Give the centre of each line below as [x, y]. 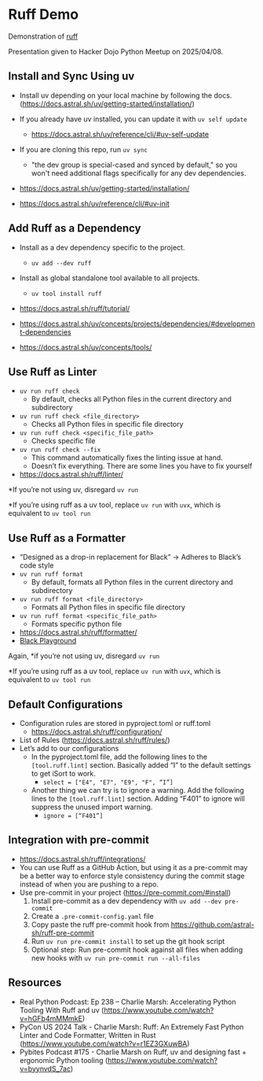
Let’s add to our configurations [69, 748]
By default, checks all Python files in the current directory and [131, 399]
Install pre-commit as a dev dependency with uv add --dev [126, 901]
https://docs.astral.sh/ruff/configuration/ [97, 731]
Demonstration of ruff [43, 36]
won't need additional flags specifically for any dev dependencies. [139, 173]
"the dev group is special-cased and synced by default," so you [134, 165]
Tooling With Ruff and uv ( [62, 1010]
